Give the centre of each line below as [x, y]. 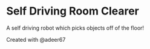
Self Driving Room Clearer [73, 11]
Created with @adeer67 [36, 39]
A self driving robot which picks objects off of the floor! [75, 28]
